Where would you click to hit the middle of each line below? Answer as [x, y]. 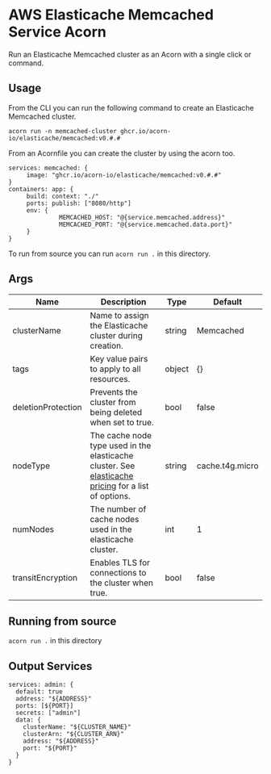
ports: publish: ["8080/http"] [79, 203]
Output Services [50, 666]
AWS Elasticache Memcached [111, 15]
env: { [37, 210]
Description [123, 302]
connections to [118, 572]
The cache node [121, 435]
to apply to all [115, 369]
